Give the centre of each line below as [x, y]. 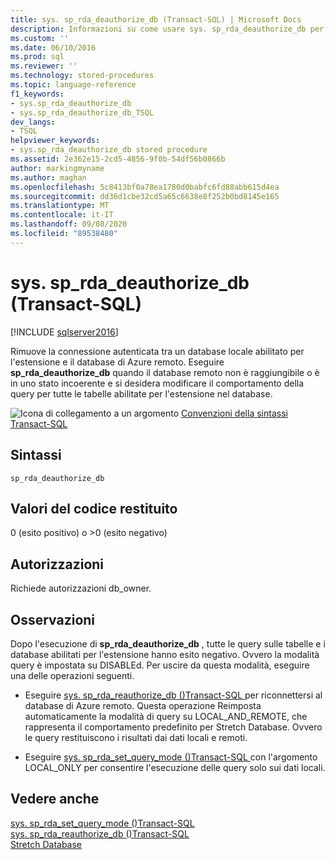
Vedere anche [55, 799]
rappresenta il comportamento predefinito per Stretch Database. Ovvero [173, 727]
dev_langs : [33, 122]
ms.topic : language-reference [73, 85]
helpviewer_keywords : [55, 141]
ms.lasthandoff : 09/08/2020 [69, 224]
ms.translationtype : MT [60, 206]
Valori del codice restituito [94, 508]
